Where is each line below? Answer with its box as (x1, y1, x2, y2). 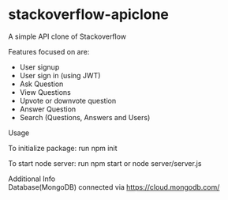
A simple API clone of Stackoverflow (8, 32, 127, 41)
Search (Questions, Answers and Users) (19, 112, 151, 122)
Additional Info (8, 174, 56, 183)
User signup (19, 62, 60, 72)
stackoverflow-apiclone (8, 6, 170, 24)
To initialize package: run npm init (8, 143, 118, 153)
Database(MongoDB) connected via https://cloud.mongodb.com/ (8, 182, 220, 191)
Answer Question (19, 104, 77, 114)
